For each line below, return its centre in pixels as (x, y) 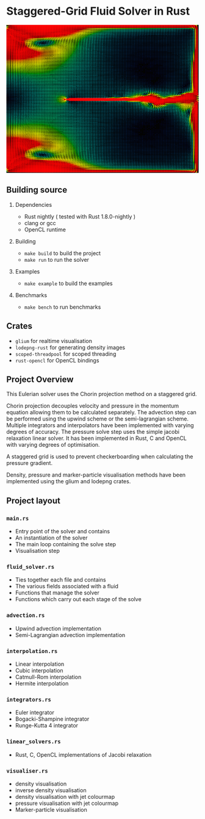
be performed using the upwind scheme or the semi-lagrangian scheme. (98, 419)
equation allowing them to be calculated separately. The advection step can (102, 413)
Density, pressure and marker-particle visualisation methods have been (96, 475)
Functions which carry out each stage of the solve (78, 599)
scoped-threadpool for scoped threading (66, 354)
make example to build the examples (68, 283)
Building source (37, 190)
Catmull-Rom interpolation (48, 677)
